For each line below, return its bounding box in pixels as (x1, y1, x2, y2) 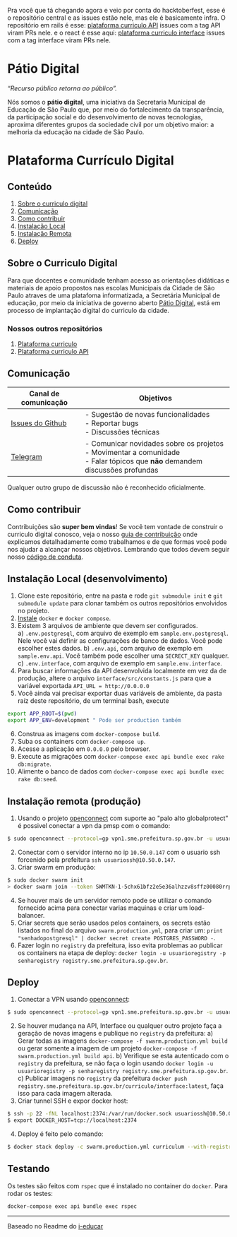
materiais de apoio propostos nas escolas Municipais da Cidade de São (7, 283, 215, 292)
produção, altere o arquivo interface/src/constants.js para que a (17, 674, 212, 682)
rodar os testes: (7, 1189, 53, 1197)
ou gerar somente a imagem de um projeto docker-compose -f (17, 1044, 197, 1053)
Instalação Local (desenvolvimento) (7, 573, 168, 585)
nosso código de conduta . (7, 552, 83, 561)
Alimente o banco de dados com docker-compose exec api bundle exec (17, 767, 224, 776)
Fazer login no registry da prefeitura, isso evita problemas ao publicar (17, 941, 224, 949)
